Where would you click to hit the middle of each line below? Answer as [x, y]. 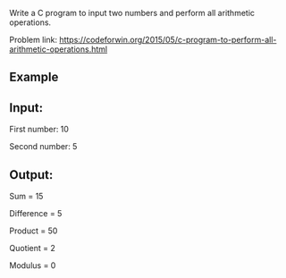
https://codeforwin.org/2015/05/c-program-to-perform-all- [168, 40]
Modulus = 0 [33, 265]
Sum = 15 [26, 197]
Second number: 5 [43, 147]
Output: [31, 175]
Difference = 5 [36, 214]
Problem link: [34, 40]
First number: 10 [39, 130]
